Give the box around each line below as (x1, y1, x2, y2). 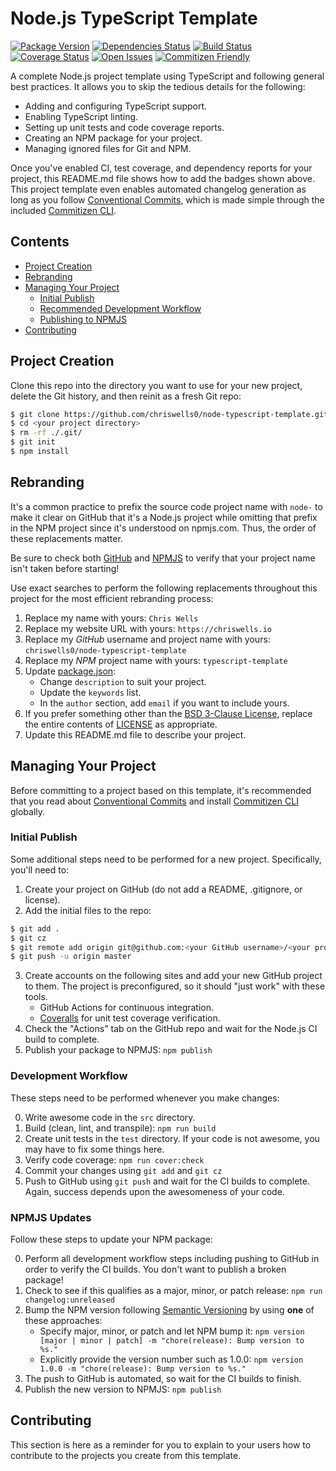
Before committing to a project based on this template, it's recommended (10, 784, 312, 796)
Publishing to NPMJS (39, 313, 127, 325)
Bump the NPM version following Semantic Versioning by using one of (24, 1303, 315, 1316)
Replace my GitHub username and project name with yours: (24, 633, 271, 645)
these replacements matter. (10, 532, 123, 544)
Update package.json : (24, 665, 117, 677)
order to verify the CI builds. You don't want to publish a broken (24, 1263, 287, 1275)
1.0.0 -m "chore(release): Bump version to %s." (39, 1363, 247, 1374)
